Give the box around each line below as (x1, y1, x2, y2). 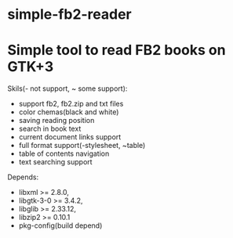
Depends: (7, 172, 39, 182)
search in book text (18, 124, 82, 134)
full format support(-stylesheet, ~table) (18, 141, 146, 150)
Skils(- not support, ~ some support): (7, 84, 128, 93)
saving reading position (18, 116, 95, 125)
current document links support (18, 132, 122, 142)
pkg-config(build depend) (18, 221, 103, 230)
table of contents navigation (18, 149, 110, 158)
